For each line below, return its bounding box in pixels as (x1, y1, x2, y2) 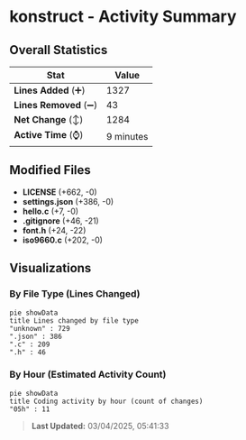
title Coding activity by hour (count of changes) (9, 397, 204, 406)
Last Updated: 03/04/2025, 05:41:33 (31, 420, 169, 431)
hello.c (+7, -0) (22, 206, 79, 216)
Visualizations (9, 261, 92, 276)
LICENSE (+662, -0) (22, 187, 97, 197)
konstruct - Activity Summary (9, 6, 237, 27)
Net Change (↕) (14, 114, 84, 125)
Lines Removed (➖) (14, 99, 97, 111)
